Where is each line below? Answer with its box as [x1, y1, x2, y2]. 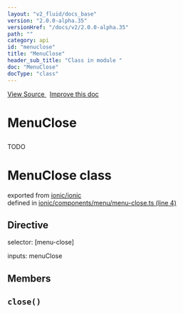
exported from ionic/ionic [7, 190, 82, 200]
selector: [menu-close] [7, 238, 75, 247]
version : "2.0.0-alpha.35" [7, 17, 88, 24]
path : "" [7, 30, 33, 38]
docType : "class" [7, 70, 59, 77]
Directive [7, 219, 48, 232]
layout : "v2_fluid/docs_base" [7, 10, 98, 18]
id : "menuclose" [7, 43, 56, 51]
